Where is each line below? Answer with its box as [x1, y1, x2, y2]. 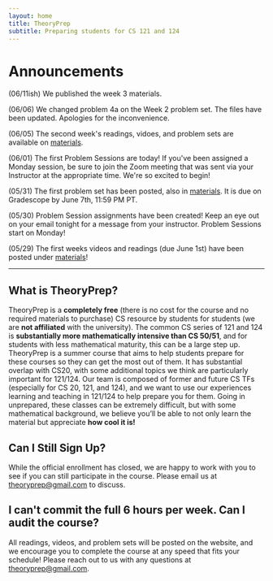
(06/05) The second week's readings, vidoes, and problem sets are [8, 129, 234, 139]
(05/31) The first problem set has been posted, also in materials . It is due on [8, 186, 262, 196]
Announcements [8, 62, 124, 80]
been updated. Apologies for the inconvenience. [8, 113, 170, 123]
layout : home [8, 11, 53, 20]
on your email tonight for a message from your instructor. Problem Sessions [8, 219, 262, 229]
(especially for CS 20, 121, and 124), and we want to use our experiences [8, 383, 252, 392]
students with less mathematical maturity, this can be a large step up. [8, 340, 240, 349]
